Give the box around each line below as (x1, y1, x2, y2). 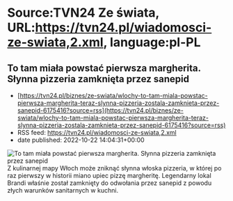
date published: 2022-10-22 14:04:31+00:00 (17, 136, 145, 144)
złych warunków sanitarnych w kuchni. (7, 186, 119, 194)
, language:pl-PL (103, 35, 201, 50)
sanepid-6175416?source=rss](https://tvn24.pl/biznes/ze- (17, 106, 184, 114)
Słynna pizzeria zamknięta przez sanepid (7, 73, 190, 85)
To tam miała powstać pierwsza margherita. (7, 62, 201, 74)
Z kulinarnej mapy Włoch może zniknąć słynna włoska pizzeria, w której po (7, 164, 222, 172)
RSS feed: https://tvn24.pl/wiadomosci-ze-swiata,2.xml (17, 129, 177, 136)
